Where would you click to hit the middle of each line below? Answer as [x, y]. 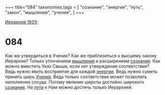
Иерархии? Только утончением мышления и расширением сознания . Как [83, 61]
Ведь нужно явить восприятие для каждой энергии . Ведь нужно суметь [81, 71]
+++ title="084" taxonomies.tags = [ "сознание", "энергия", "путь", [74, 7]
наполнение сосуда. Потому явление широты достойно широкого [75, 82]
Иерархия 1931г [21, 22]
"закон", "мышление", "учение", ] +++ [45, 12]
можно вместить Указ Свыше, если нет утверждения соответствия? [77, 66]
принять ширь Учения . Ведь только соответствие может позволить [76, 77]
